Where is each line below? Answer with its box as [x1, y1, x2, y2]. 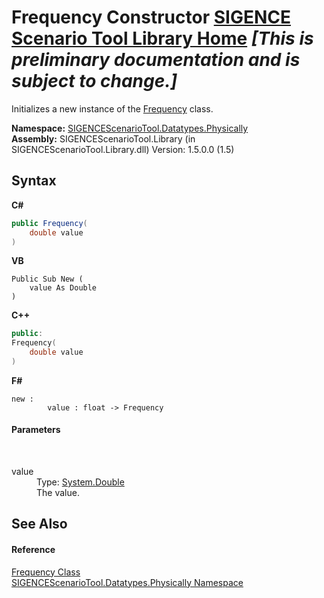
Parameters [11, 424, 61, 436]
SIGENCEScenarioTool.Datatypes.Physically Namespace [11, 576, 244, 588]
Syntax [11, 172, 57, 190]
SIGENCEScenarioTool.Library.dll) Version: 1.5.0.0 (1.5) [11, 143, 235, 155]
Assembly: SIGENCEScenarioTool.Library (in [11, 132, 196, 145]
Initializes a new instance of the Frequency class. [11, 102, 214, 115]
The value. [36, 487, 80, 499]
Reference [11, 544, 56, 556]
